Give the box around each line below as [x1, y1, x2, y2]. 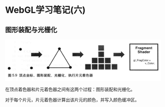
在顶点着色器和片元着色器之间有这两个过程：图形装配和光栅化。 [5, 86, 135, 92]
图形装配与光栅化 [5, 26, 57, 34]
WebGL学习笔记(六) [5, 4, 85, 16]
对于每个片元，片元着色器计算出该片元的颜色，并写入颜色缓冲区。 [5, 97, 139, 103]
